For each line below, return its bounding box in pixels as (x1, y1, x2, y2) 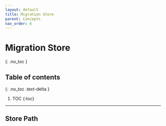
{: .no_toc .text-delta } (5, 86, 50, 92)
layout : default (5, 7, 39, 12)
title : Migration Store (5, 12, 54, 17)
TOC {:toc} (12, 96, 35, 101)
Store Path (5, 115, 38, 123)
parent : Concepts (5, 16, 41, 21)
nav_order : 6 (5, 21, 32, 26)
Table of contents (5, 73, 60, 82)
